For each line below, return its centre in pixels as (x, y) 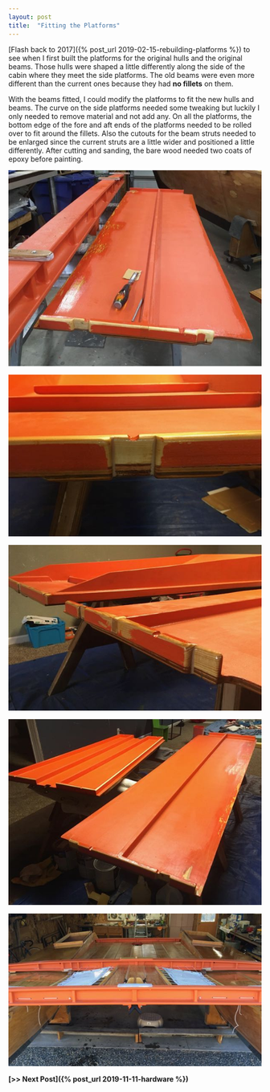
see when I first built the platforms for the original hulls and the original (125, 58)
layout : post (30, 17)
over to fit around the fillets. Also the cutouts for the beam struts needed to (132, 133)
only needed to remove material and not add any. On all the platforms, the (130, 116)
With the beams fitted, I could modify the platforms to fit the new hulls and (131, 99)
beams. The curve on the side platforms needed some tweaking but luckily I (134, 108)
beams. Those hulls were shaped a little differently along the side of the (127, 66)
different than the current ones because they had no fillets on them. (121, 84)
